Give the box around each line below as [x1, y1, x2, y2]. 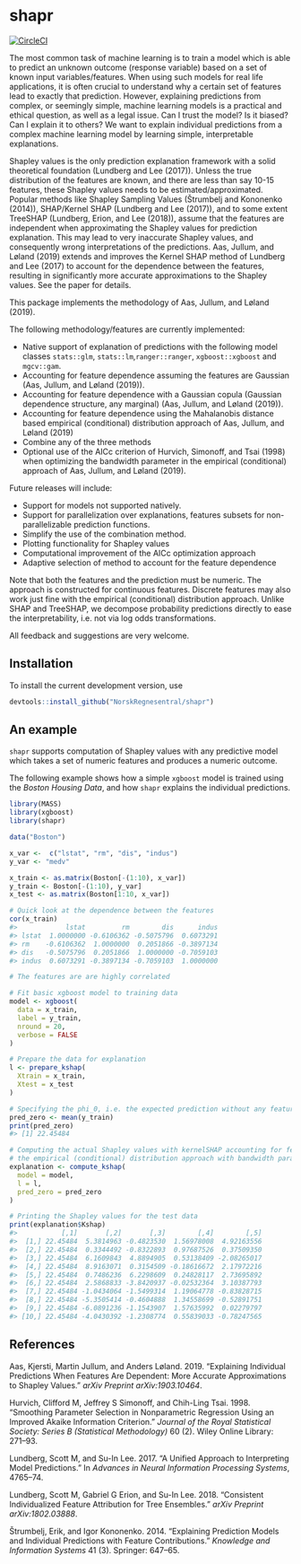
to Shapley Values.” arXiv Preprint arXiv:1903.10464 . [9, 1379, 203, 1391]
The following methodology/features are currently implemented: [9, 324, 245, 335]
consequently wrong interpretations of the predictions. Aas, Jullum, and [9, 241, 275, 252]
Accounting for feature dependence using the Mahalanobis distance [21, 407, 275, 418]
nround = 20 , [17, 1022, 66, 1031]
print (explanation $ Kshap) [9, 1220, 106, 1229]
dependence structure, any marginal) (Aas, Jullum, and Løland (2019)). [21, 398, 284, 409]
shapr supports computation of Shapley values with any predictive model [9, 746, 279, 756]
